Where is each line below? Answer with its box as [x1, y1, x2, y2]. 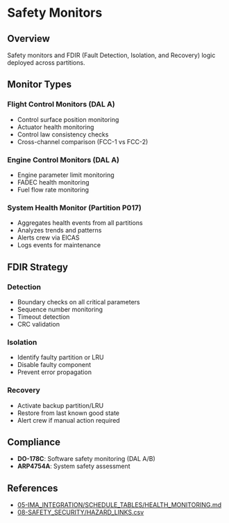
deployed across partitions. [7, 58, 85, 67]
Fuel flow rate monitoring [17, 185, 89, 194]
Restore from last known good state [17, 409, 120, 417]
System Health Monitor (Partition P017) [7, 203, 142, 212]
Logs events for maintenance [17, 241, 101, 249]
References [7, 482, 58, 494]
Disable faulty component [17, 361, 92, 369]
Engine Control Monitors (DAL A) [7, 155, 120, 164]
